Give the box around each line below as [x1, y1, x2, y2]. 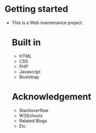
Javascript [19, 69, 41, 75]
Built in [11, 37, 41, 48]
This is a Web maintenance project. [11, 20, 84, 26]
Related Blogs [19, 118, 47, 124]
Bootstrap [19, 74, 39, 80]
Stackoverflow [19, 107, 49, 113]
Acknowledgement [11, 91, 92, 103]
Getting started [4, 3, 68, 15]
